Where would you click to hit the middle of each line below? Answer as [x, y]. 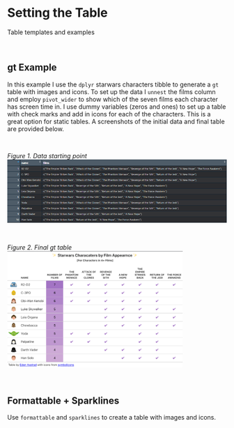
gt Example [32, 68]
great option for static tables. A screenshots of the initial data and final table [116, 121]
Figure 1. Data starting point [47, 155]
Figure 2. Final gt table [40, 247]
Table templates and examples [51, 32]
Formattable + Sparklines [63, 400]
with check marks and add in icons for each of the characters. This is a [109, 114]
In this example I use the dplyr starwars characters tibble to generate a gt [113, 84]
